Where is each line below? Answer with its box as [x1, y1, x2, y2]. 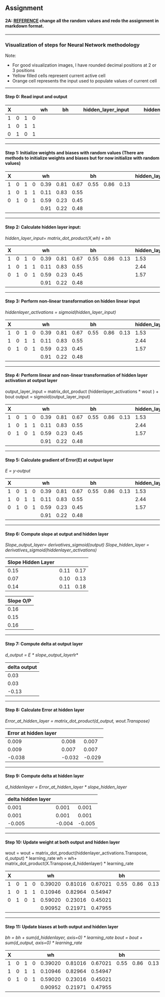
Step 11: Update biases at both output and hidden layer [5, 923, 119, 929]
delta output [7, 663, 37, 670]
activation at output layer [5, 378, 58, 383]
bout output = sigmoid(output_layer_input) [5, 393, 91, 399]
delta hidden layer [7, 796, 51, 803]
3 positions [12, 67, 35, 73]
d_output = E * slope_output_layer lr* [5, 652, 79, 658]
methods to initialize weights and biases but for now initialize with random [5, 155, 160, 161]
